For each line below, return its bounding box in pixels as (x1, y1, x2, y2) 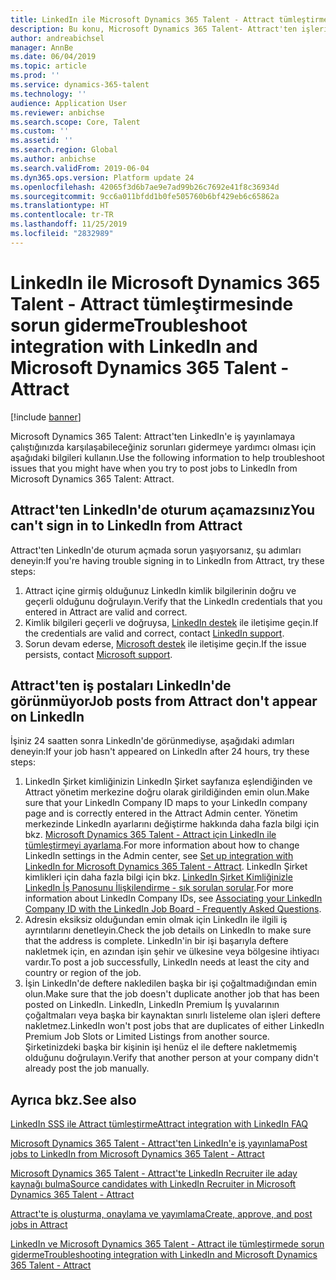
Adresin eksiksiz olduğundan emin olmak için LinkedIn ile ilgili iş (24, 914, 288, 926)
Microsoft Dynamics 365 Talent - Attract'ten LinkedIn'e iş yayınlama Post (10, 1137, 308, 1150)
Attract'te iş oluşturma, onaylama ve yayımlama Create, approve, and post (10, 1208, 313, 1220)
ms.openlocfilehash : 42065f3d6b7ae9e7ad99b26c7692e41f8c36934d (10, 182, 280, 192)
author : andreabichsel (10, 33, 105, 43)
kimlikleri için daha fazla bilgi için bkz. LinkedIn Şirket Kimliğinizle (24, 871, 293, 883)
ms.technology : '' (10, 89, 87, 99)
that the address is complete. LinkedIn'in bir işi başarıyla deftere (24, 935, 289, 947)
